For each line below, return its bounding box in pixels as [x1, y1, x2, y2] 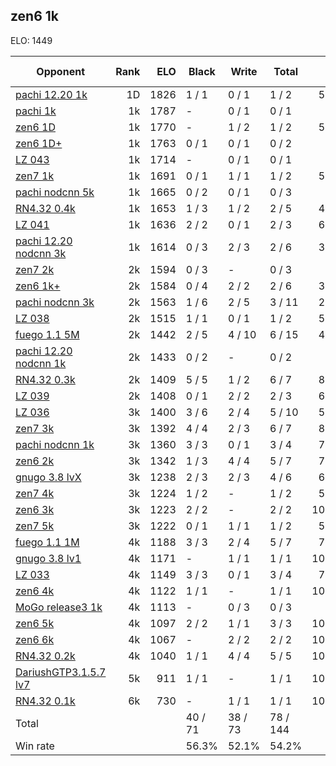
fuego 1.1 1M [15, 535, 80, 549]
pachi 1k [15, 104, 57, 118]
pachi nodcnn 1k [15, 437, 95, 451]
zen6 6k [15, 632, 55, 646]
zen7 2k [15, 262, 55, 276]
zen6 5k [15, 616, 55, 630]
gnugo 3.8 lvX [15, 470, 82, 484]
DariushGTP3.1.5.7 [15, 665, 107, 679]
